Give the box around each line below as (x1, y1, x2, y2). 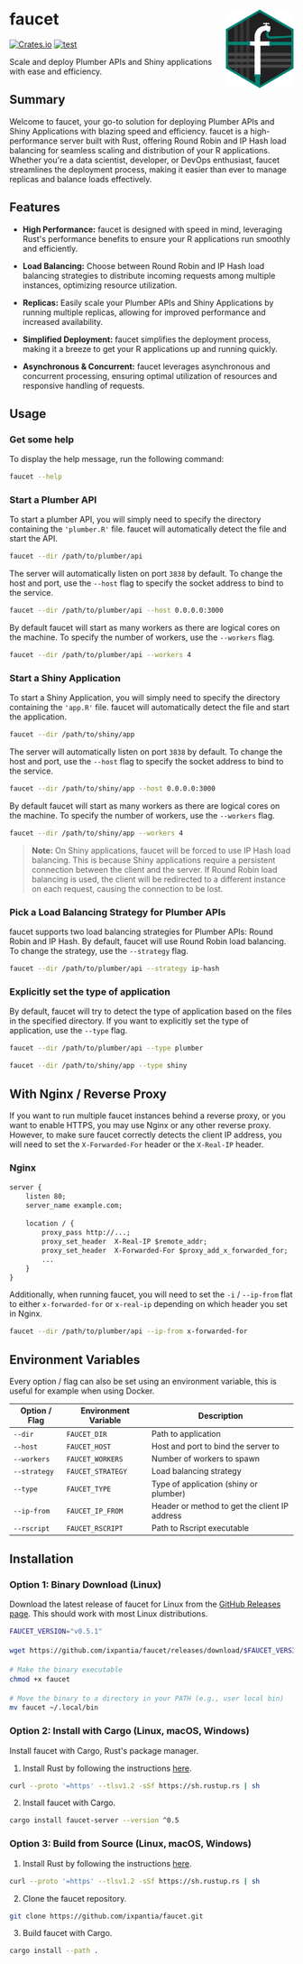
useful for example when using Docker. (9, 1385, 155, 1396)
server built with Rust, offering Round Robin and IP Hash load (60, 135, 287, 146)
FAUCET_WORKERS (66, 1455, 124, 1464)
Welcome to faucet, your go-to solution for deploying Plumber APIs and (9, 116, 275, 126)
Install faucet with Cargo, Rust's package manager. (9, 1745, 199, 1756)
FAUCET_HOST (66, 1442, 111, 1451)
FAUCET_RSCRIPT (66, 1524, 124, 1533)
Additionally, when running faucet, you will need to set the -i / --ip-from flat (9, 1289, 293, 1300)
